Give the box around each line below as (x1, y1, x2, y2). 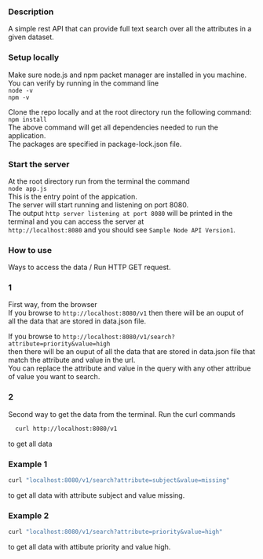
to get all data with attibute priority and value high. (8, 543, 171, 551)
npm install (8, 115, 47, 123)
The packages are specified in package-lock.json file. (8, 139, 182, 148)
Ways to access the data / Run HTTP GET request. (8, 262, 171, 272)
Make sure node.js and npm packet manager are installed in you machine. (8, 70, 247, 79)
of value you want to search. (8, 372, 100, 382)
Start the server (8, 159, 70, 170)
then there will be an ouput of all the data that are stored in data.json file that (8, 347, 256, 356)
